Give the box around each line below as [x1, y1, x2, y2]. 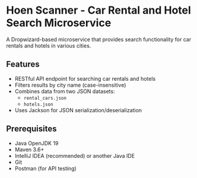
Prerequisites [6, 124, 57, 134]
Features [6, 59, 40, 69]
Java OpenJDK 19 [14, 139, 59, 147]
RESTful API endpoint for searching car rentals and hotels [14, 75, 156, 82]
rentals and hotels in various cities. [6, 42, 91, 49]
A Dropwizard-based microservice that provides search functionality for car [6, 36, 192, 43]
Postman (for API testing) [14, 164, 77, 172]
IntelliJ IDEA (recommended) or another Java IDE [14, 152, 135, 159]
